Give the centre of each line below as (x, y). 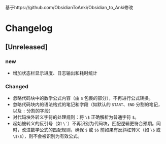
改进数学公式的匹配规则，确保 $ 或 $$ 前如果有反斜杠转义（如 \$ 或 (91, 130)
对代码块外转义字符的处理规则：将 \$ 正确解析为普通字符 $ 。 (76, 117)
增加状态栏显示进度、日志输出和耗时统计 (55, 73)
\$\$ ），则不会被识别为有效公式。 (47, 136)
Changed (17, 86)
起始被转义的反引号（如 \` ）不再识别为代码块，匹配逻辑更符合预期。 (85, 124)
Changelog (29, 28)
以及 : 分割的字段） (33, 111)
